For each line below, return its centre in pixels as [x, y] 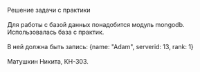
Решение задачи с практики [49, 10]
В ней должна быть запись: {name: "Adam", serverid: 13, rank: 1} [100, 47]
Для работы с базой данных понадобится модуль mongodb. [96, 25]
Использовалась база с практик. [56, 32]
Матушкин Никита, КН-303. [48, 61]
